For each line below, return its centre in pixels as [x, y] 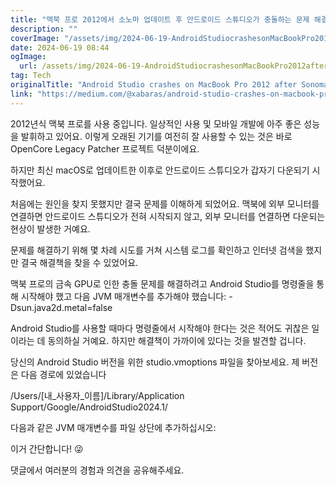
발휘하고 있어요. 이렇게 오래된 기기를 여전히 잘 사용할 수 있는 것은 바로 [156, 136]
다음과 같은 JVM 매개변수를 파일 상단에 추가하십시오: [113, 427]
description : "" [44, 29]
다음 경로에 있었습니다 [63, 374]
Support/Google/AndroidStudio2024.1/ [89, 407]
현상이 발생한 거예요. [50, 228]
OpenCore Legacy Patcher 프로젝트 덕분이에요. [105, 148]
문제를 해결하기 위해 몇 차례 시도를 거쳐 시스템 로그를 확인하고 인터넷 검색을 [157, 250]
